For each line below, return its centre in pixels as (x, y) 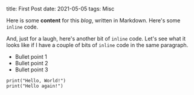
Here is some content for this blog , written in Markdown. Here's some (93, 20)
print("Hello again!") (35, 86)
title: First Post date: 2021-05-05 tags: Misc (60, 9)
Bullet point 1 (31, 57)
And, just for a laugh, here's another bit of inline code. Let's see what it (96, 38)
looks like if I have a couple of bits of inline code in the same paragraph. (97, 45)
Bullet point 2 (31, 63)
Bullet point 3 (31, 70)
